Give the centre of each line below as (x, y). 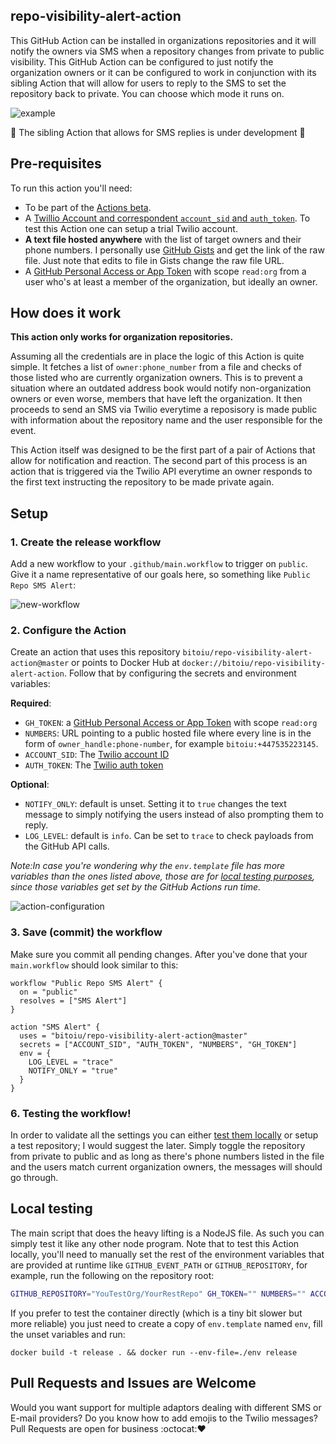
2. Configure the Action (68, 631)
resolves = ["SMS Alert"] (73, 1000)
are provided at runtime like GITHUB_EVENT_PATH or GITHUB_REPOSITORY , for (159, 1265)
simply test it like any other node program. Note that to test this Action (155, 1243)
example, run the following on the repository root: (112, 1275)
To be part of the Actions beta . (88, 207)
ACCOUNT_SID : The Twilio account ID (97, 755)
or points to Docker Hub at (125, 663)
